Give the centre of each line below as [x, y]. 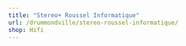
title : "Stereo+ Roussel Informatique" [74, 15]
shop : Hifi [26, 30]
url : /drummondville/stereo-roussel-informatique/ [93, 23]
